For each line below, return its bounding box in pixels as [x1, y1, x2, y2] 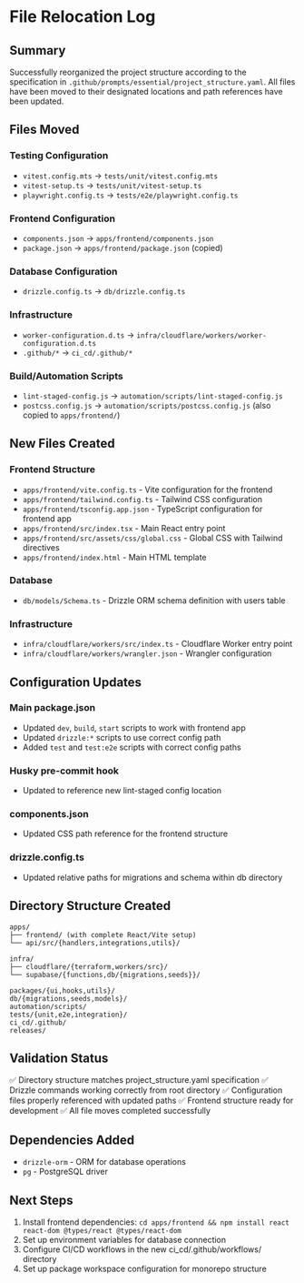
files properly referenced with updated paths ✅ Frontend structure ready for [9, 1095, 294, 1106]
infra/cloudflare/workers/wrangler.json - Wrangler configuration [22, 648, 272, 659]
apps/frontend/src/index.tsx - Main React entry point [22, 522, 226, 533]
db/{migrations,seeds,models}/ [9, 994, 128, 1003]
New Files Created [9, 436, 115, 451]
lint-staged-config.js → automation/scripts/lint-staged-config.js [22, 389, 283, 401]
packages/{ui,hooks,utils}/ [9, 985, 116, 995]
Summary [9, 43, 66, 58]
